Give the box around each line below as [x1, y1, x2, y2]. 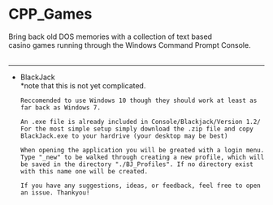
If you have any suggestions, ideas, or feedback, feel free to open [19, 182, 262, 190]
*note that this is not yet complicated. [19, 80, 146, 90]
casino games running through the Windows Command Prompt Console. [8, 40, 251, 49]
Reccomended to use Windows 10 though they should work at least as [19, 96, 258, 105]
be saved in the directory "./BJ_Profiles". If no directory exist [19, 160, 253, 169]
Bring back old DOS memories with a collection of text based [8, 32, 213, 41]
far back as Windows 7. [19, 103, 102, 112]
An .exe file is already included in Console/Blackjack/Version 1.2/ [19, 117, 262, 126]
